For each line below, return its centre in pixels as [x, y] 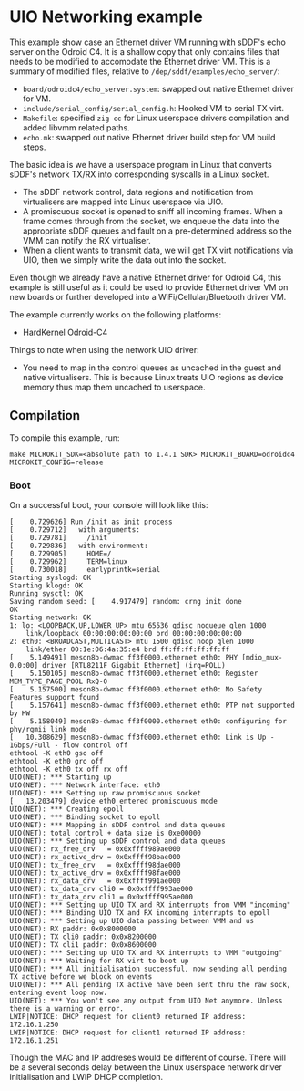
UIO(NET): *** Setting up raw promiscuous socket [106, 794]
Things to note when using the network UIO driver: [104, 349]
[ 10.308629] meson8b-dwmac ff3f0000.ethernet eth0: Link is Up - [142, 738]
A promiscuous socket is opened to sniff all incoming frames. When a [153, 211]
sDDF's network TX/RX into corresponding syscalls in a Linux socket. [139, 174]
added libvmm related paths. [76, 127]
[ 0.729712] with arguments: [75, 530]
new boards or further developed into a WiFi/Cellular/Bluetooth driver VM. [148, 296]
